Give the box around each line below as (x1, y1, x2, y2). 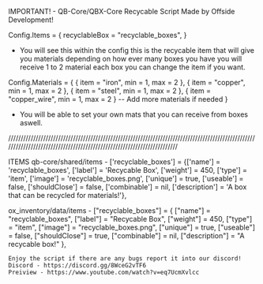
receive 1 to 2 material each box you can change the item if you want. (19, 62, 246, 72)
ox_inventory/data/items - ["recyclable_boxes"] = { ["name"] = (8, 206, 211, 215)
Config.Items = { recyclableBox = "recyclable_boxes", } (8, 31, 187, 39)
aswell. (19, 118, 43, 127)
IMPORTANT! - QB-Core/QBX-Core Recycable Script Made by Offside (8, 7, 235, 16)
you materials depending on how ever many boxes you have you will (19, 54, 242, 63)
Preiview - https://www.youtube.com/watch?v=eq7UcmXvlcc (8, 268, 200, 276)
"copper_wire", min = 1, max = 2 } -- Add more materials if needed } (8, 95, 228, 103)
